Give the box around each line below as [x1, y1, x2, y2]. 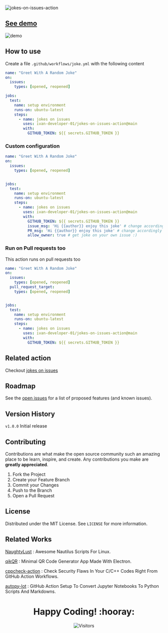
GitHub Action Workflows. [5, 573, 59, 579]
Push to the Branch [12, 487, 52, 493]
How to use [5, 47, 41, 56]
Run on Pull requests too [5, 245, 66, 252]
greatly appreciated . [5, 461, 48, 467]
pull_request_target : [9, 284, 55, 290]
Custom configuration [5, 142, 60, 149]
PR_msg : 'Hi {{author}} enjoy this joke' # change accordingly [27, 228, 162, 233]
